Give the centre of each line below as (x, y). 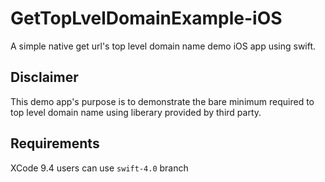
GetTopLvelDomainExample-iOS (146, 18)
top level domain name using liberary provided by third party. (136, 112)
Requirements (55, 143)
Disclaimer (44, 77)
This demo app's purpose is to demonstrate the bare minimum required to (162, 101)
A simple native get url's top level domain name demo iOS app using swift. (163, 46)
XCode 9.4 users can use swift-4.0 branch (99, 168)
